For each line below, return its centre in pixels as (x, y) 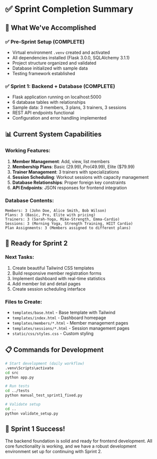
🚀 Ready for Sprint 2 (36, 243)
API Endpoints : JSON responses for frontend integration (69, 188)
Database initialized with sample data (50, 68)
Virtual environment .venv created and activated (61, 52)
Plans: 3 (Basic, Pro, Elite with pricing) (50, 215)
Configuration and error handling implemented (59, 118)
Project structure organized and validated (54, 63)
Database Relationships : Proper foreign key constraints (69, 182)
